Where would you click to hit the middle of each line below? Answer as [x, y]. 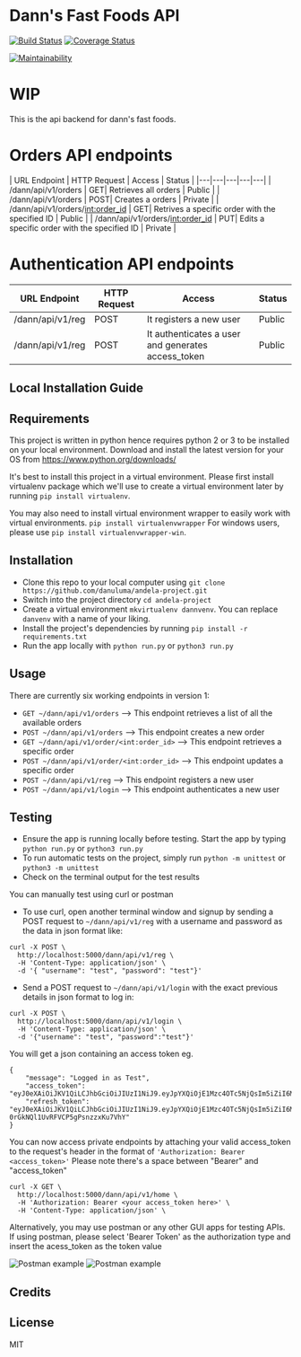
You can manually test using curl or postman [91, 894]
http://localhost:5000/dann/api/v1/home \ [98, 1195]
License [32, 1322]
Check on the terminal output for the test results [111, 877]
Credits [30, 1292]
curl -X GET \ [36, 1187]
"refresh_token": [58, 1102]
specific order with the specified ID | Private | [93, 228]
